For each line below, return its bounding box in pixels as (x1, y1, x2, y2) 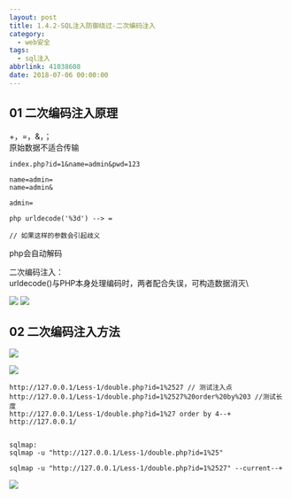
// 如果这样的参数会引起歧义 (9, 231, 101, 240)
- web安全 (17, 37, 50, 47)
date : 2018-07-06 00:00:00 (9, 71, 109, 80)
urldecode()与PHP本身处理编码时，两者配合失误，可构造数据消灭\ (9, 277, 250, 288)
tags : (9, 46, 29, 55)
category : (9, 29, 46, 38)
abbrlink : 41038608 (9, 63, 81, 72)
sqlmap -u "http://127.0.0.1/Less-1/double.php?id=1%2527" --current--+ (9, 464, 283, 473)
